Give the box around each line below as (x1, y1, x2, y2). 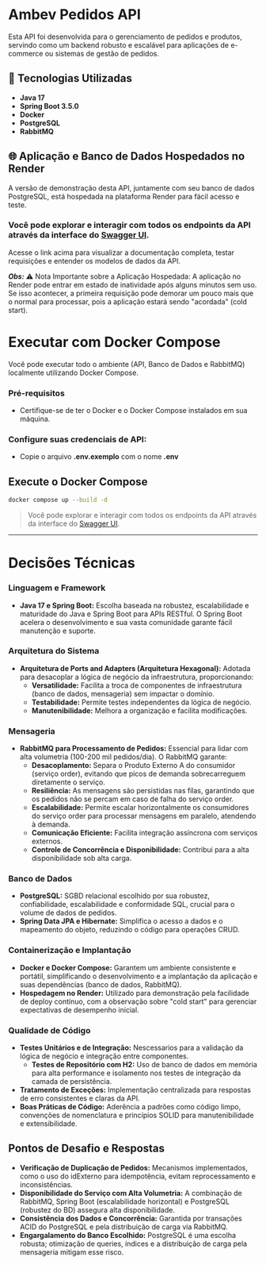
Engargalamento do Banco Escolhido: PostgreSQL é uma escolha (19, 1230, 236, 1240)
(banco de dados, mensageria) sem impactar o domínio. (31, 688, 215, 698)
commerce (8, 48, 44, 58)
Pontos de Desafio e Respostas (8, 1142, 165, 1155)
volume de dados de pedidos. (19, 908, 117, 918)
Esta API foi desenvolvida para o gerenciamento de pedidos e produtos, (8, 32, 243, 41)
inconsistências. (19, 1179, 73, 1189)
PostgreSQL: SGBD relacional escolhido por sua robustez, (19, 891, 211, 901)
